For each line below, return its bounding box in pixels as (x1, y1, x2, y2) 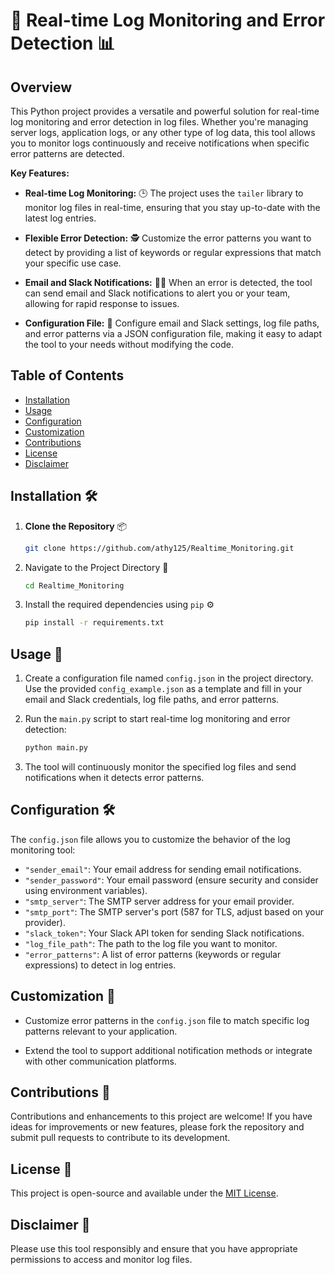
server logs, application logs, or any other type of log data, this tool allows (10, 127, 316, 138)
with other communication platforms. (24, 1055, 177, 1067)
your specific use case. (24, 257, 122, 269)
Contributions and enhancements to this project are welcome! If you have (10, 1110, 313, 1123)
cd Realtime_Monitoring (24, 580, 125, 591)
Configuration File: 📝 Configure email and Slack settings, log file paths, (24, 317, 320, 329)
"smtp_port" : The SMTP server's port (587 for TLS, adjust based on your (24, 905, 325, 918)
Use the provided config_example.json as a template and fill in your (24, 683, 303, 695)
